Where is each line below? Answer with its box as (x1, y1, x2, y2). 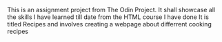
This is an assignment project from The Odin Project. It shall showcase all (7, 6, 216, 14)
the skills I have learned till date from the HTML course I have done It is (7, 13, 209, 21)
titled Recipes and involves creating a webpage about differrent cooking (7, 20, 212, 28)
